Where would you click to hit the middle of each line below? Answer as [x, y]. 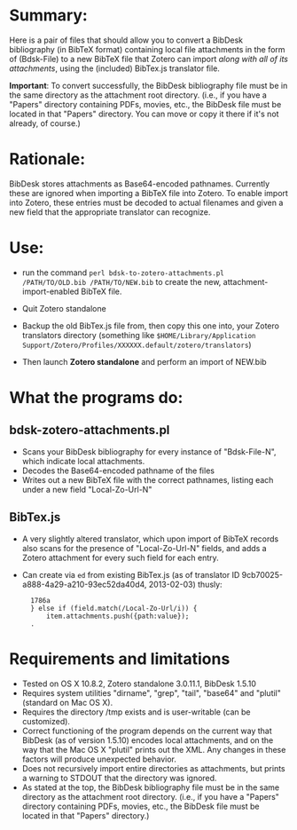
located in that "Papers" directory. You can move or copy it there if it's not [144, 114]
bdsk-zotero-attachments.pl [90, 430]
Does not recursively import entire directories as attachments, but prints [153, 768]
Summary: [49, 16]
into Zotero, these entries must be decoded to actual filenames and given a [146, 202]
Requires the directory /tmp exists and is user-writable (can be [136, 712]
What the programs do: [96, 398]
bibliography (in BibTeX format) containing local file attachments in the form [147, 49]
